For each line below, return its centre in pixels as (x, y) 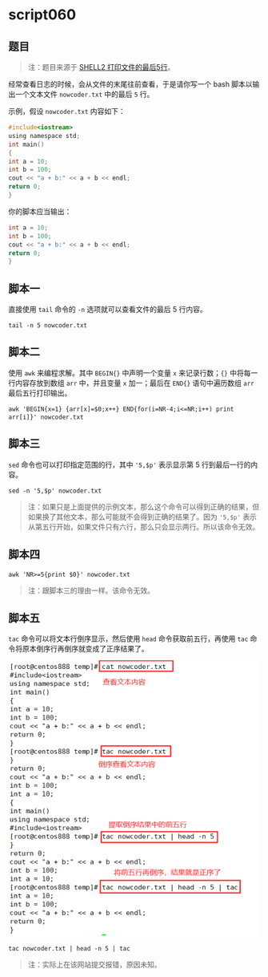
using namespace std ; (44, 136)
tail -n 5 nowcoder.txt (48, 326)
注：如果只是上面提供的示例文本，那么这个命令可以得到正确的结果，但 (144, 506)
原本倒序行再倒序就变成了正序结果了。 (85, 649)
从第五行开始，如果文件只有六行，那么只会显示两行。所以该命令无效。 (144, 526)
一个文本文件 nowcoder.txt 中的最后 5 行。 (84, 94)
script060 (42, 15)
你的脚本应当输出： (40, 211)
